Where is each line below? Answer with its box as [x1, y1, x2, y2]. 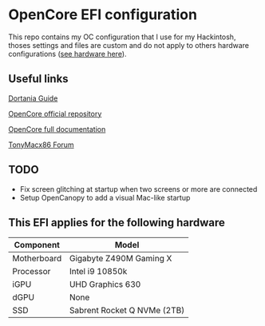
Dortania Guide [8, 93, 58, 103]
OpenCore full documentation [8, 124, 106, 133]
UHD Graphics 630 [69, 279, 141, 290]
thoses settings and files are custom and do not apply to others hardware [8, 40, 250, 50]
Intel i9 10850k [69, 266, 128, 277]
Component [14, 240, 60, 251]
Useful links [8, 72, 69, 85]
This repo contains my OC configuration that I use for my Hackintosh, [8, 32, 236, 42]
